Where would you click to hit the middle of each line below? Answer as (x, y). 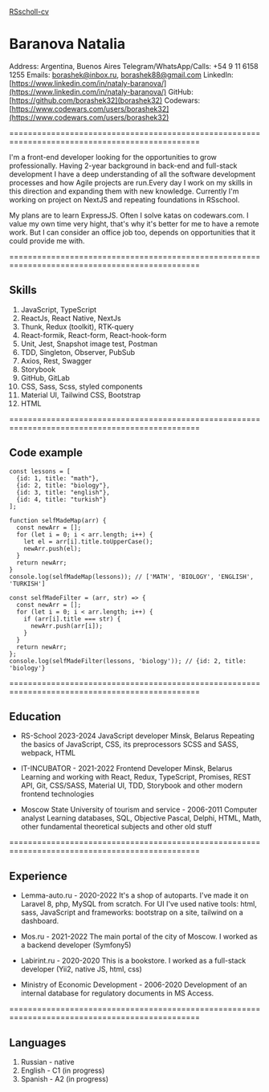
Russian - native (47, 1062)
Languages (38, 1043)
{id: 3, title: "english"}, (63, 492)
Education (35, 717)
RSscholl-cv (29, 12)
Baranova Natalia (67, 44)
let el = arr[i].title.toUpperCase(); (88, 541)
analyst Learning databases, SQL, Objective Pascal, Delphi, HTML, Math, (141, 818)
